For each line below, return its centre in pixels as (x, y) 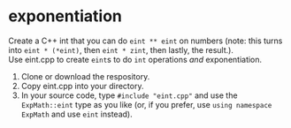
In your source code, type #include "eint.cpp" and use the (129, 95)
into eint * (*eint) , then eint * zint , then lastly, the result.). (121, 49)
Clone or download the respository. (85, 76)
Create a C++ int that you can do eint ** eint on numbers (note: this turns (145, 41)
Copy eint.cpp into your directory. (82, 86)
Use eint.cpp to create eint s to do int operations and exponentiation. (135, 59)
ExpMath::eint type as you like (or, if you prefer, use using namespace (146, 104)
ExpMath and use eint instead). (77, 114)
